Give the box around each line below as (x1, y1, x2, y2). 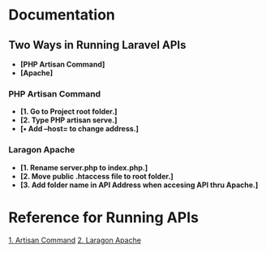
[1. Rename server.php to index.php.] (19, 162, 148, 172)
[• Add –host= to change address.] (19, 124, 139, 134)
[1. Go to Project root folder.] (19, 107, 118, 117)
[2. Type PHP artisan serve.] (19, 115, 118, 125)
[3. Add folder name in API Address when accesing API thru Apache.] (19, 180, 259, 190)
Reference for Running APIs (8, 208, 199, 226)
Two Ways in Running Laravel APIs (8, 38, 187, 52)
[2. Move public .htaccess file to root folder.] (19, 171, 174, 181)
